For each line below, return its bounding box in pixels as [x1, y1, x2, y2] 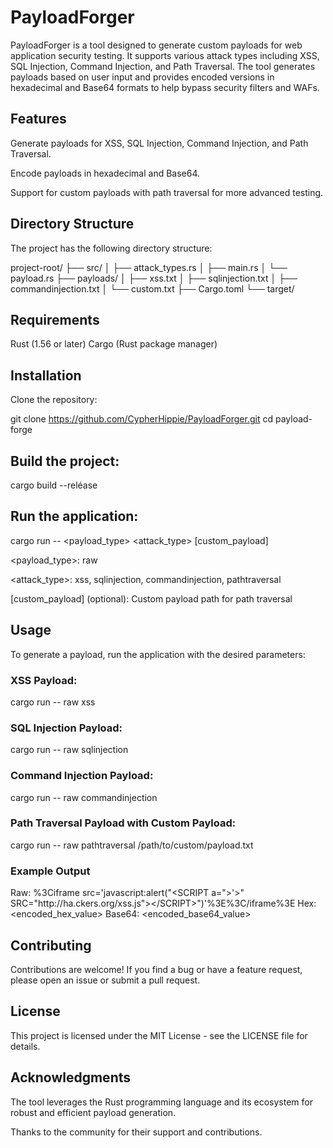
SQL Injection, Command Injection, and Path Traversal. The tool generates [10, 60, 316, 72]
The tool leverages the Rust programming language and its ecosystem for [10, 1096, 313, 1108]
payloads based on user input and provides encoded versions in [10, 71, 275, 83]
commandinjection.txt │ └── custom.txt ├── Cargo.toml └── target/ [10, 282, 295, 295]
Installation [10, 367, 82, 384]
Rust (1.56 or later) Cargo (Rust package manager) [10, 338, 218, 350]
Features [10, 111, 67, 128]
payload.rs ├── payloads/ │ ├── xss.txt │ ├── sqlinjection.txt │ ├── [10, 272, 298, 284]
